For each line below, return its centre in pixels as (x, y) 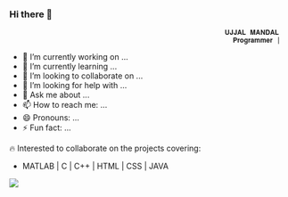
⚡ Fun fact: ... (46, 127)
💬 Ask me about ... (56, 95)
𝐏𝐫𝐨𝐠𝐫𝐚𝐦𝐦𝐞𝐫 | (256, 41)
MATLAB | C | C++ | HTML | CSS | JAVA (95, 166)
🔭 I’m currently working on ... (75, 57)
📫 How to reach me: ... (65, 105)
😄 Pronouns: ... (51, 118)
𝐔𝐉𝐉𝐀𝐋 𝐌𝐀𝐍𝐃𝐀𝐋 (251, 33)
